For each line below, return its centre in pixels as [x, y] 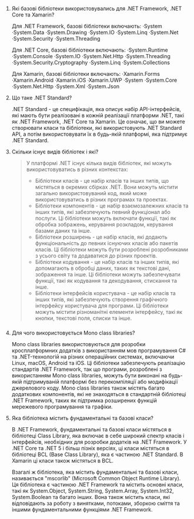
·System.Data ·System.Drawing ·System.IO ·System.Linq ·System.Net [95, 32]
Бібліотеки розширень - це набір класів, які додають [101, 237]
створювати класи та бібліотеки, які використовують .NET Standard [97, 128]
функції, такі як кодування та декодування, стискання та [106, 281]
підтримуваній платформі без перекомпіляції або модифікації [101, 381]
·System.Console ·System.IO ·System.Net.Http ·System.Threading [91, 56]
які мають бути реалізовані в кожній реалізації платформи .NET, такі [98, 115]
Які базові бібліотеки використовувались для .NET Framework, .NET [97, 9]
